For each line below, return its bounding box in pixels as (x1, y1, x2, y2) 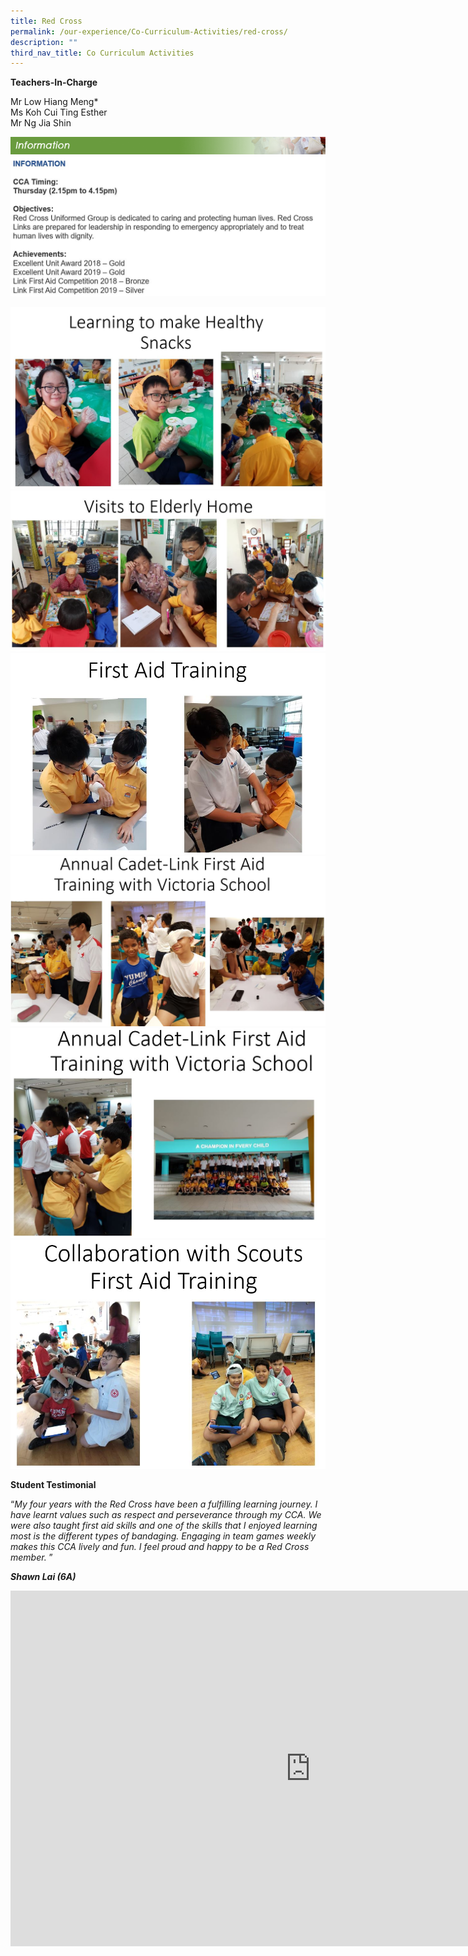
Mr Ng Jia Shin (10, 117, 72, 129)
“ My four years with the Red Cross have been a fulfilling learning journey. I (10, 1498, 318, 1510)
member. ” (10, 1551, 53, 1563)
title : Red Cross (10, 16, 83, 26)
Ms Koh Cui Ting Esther (10, 106, 108, 119)
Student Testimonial (10, 1478, 97, 1490)
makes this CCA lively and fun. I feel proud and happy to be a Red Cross (10, 1540, 310, 1552)
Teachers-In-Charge (10, 76, 98, 89)
